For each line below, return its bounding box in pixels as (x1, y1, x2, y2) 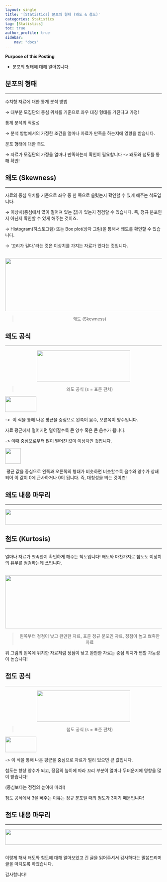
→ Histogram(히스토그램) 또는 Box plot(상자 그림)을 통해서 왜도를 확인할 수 (5, 226, 152, 232)
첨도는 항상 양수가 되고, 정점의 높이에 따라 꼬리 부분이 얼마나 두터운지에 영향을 (5, 767, 157, 773)
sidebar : (5, 35, 23, 40)
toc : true (5, 26, 26, 31)
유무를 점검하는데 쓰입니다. (10, 560, 63, 566)
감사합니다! (5, 872, 27, 878)
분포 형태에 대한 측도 (5, 140, 45, 147)
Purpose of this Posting (5, 53, 55, 59)
